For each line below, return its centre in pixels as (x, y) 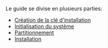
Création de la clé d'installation (52, 20)
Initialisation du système (44, 26)
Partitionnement (34, 33)
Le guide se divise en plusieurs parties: (54, 9)
